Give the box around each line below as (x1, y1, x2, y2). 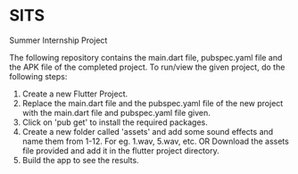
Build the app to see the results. (21, 154, 140, 165)
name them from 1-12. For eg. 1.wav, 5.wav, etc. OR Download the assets (21, 136, 290, 146)
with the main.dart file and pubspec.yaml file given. (21, 107, 211, 118)
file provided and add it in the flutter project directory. (21, 145, 220, 156)
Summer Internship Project (9, 35, 108, 46)
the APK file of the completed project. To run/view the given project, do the (9, 62, 286, 72)
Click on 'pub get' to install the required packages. (21, 117, 208, 128)
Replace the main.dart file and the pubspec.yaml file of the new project (21, 97, 284, 108)
